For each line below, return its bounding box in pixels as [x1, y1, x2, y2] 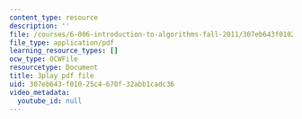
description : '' [9, 21, 70, 30]
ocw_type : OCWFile [9, 55, 78, 64]
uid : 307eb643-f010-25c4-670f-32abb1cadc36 [9, 80, 175, 89]
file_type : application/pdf [9, 38, 115, 47]
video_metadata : [9, 88, 70, 97]
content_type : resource [9, 13, 99, 22]
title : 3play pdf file [9, 72, 94, 81]
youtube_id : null [17, 96, 83, 106]
